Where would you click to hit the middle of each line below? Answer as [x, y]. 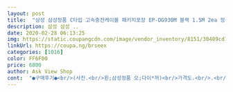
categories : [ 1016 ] [35, 53]
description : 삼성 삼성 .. [43, 26]
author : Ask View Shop [40, 71]
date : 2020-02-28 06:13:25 [46, 33]
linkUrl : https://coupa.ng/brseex [57, 46]
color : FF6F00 [28, 59]
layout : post [26, 13]
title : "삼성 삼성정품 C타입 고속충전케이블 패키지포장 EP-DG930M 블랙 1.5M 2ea [112, 20]
